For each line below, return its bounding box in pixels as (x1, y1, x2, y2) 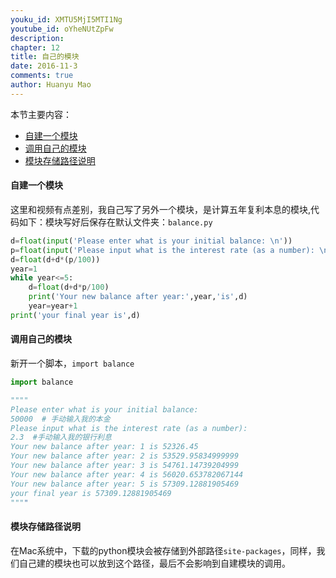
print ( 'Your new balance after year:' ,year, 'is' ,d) (28, 292, 248, 302)
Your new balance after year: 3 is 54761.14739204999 (10, 461, 240, 471)
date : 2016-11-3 (10, 61, 78, 71)
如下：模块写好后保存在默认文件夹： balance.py (18, 216, 213, 228)
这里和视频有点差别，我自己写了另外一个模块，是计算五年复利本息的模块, (10, 203, 312, 215)
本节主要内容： (10, 108, 72, 120)
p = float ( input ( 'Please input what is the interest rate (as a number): (10, 245, 315, 255)
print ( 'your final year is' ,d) (10, 310, 141, 320)
